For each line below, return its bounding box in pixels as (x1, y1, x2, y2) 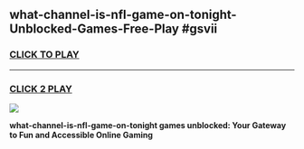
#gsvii (181, 22, 218, 37)
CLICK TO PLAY (9, 49, 80, 61)
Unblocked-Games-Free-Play (9, 22, 179, 37)
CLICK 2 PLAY (9, 82, 72, 95)
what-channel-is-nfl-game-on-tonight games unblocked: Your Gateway (9, 119, 287, 130)
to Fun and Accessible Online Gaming (9, 129, 154, 140)
